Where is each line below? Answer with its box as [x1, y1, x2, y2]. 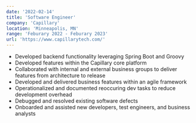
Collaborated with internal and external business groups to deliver [14, 66, 177, 72]
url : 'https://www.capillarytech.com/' [6, 36, 106, 42]
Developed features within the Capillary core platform [14, 59, 147, 66]
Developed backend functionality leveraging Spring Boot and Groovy [14, 53, 185, 60]
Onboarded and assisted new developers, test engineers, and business [14, 104, 190, 110]
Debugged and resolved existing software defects [14, 97, 139, 104]
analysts [14, 110, 36, 117]
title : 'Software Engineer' [6, 14, 76, 20]
